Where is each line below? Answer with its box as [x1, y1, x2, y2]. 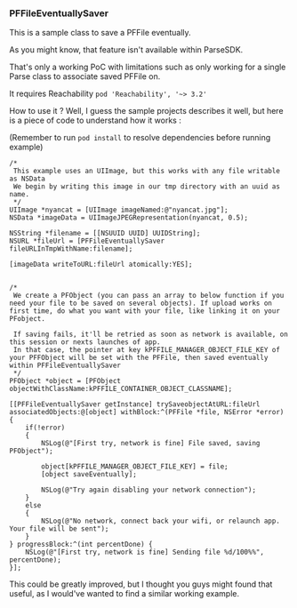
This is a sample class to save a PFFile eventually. [9, 28, 191, 38]
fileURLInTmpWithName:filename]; [9, 244, 133, 253]
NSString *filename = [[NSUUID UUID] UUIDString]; [9, 229, 201, 238]
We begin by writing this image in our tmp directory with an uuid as [12, 182, 280, 191]
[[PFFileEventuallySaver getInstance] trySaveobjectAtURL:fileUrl [9, 400, 261, 409]
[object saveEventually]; [41, 470, 138, 479]
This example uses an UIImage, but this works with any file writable [12, 167, 280, 176]
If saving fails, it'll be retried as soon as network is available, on [12, 330, 289, 340]
